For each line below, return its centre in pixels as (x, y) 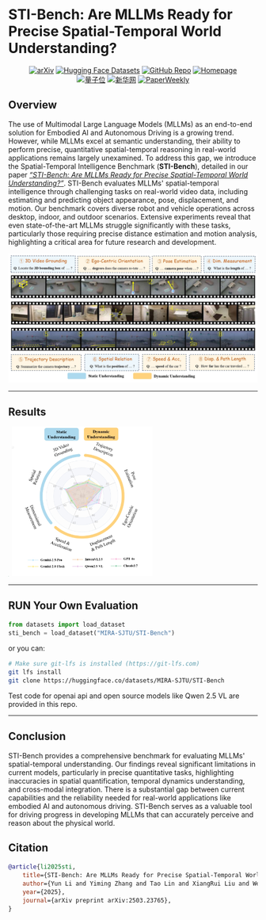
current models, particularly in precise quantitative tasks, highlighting (121, 772)
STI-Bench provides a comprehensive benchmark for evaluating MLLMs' (127, 755)
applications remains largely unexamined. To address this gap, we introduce (132, 158)
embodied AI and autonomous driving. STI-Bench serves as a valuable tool (130, 806)
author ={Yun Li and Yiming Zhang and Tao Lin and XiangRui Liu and (136, 884)
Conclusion (37, 737)
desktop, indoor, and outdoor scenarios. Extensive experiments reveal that (129, 216)
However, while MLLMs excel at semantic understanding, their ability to (124, 141)
